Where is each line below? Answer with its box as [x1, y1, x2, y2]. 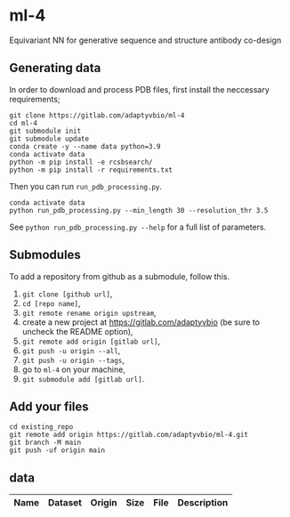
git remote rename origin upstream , [21, 307, 157, 318]
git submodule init [9, 126, 82, 135]
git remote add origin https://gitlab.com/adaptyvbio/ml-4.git [9, 431, 249, 440]
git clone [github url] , [21, 288, 113, 299]
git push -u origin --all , [21, 344, 121, 356]
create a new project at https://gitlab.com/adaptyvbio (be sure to [21, 317, 261, 327]
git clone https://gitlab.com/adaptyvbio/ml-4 [9, 110, 185, 120]
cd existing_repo [9, 423, 74, 432]
